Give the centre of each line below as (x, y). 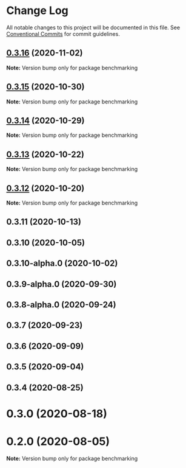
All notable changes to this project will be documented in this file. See (93, 27)
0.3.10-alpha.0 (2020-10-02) (62, 263)
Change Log (37, 11)
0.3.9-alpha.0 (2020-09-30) (61, 284)
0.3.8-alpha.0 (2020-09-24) (61, 305)
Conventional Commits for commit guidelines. (63, 33)
